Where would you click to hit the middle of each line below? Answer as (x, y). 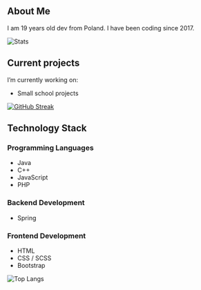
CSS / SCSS (34, 258)
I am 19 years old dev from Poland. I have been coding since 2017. (101, 28)
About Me (29, 11)
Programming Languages (51, 148)
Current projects (44, 63)
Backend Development (46, 203)
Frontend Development (47, 235)
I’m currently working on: (43, 79)
